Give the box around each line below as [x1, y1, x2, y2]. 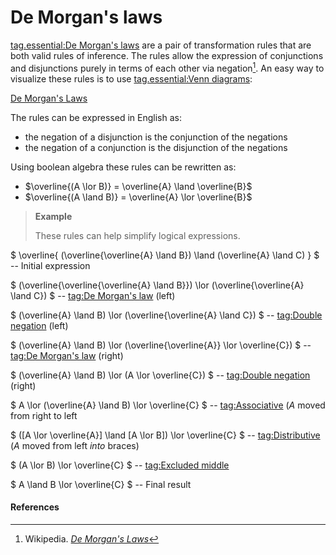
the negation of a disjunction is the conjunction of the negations [24, 131, 288, 143]
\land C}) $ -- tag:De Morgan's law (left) [10, 289, 176, 301]
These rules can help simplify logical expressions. [34, 229, 241, 241]
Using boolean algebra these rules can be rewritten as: [10, 161, 237, 173]
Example [34, 210, 73, 222]
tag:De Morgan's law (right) [10, 349, 124, 361]
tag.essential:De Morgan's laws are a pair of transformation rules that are [10, 39, 312, 51]
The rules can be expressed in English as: [10, 111, 182, 123]
